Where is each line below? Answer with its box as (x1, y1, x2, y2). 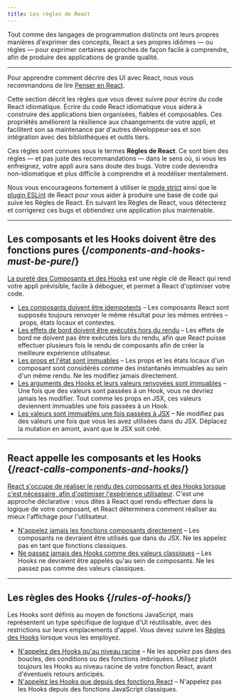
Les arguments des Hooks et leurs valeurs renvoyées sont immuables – (17, 379, 227, 387)
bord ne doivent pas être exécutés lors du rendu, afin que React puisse (17, 333, 226, 343)
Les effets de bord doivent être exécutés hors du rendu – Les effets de (17, 326, 225, 335)
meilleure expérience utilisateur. (17, 349, 112, 357)
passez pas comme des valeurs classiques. (17, 564, 146, 573)
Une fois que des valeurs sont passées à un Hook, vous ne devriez (17, 387, 214, 395)
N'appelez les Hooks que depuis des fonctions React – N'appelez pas (17, 677, 222, 686)
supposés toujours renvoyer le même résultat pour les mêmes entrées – (17, 311, 228, 320)
